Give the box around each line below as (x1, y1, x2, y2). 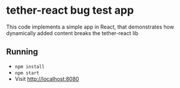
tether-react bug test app (6, 4, 134, 17)
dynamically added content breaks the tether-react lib (6, 29, 139, 36)
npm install (14, 64, 45, 70)
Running (6, 47, 39, 57)
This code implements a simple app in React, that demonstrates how (6, 23, 175, 30)
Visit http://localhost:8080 (14, 75, 79, 82)
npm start (14, 70, 40, 76)
